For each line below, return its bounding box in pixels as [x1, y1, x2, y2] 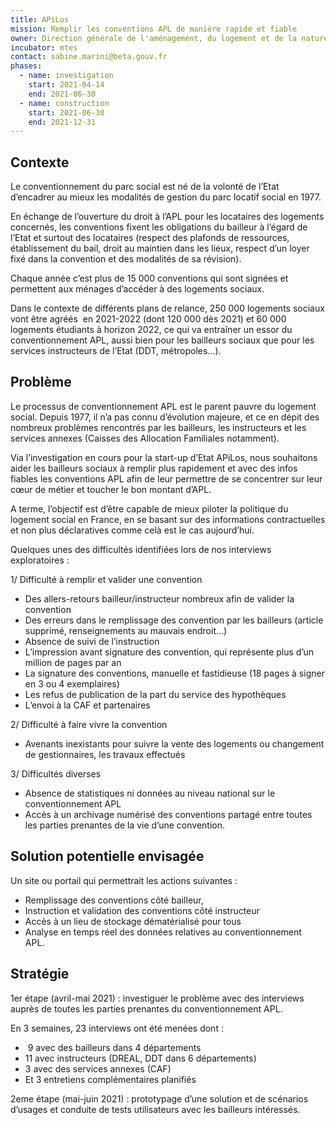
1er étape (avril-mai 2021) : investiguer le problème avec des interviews [10, 992, 305, 1004]
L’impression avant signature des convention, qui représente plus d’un [24, 646, 315, 658]
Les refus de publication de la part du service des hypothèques [24, 688, 287, 700]
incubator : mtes [10, 42, 78, 53]
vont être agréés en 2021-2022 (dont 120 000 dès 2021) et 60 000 [10, 313, 287, 325]
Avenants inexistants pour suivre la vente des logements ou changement [24, 737, 325, 750]
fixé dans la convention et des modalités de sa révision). [10, 253, 242, 265]
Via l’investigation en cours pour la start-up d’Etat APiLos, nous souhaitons [10, 451, 318, 463]
